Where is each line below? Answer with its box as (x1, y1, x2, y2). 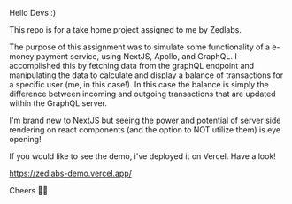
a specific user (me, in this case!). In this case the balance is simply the (9, 79, 269, 89)
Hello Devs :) (9, 8, 57, 18)
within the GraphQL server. (9, 98, 108, 109)
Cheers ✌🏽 (9, 185, 49, 195)
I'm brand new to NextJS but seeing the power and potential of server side (9, 115, 281, 125)
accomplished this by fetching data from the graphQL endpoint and (9, 61, 255, 71)
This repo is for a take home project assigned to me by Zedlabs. (9, 25, 242, 34)
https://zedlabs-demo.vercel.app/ (9, 168, 133, 178)
